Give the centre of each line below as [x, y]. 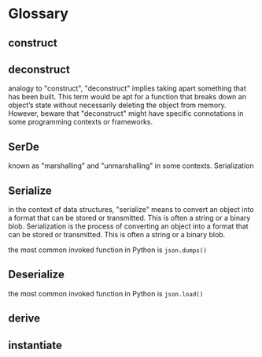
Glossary [39, 14]
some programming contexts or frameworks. [81, 122]
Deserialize [36, 275]
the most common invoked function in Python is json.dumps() [107, 250]
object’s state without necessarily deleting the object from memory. [117, 105]
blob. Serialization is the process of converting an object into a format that [129, 226]
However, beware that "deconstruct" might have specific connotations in [126, 113]
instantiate [35, 345]
